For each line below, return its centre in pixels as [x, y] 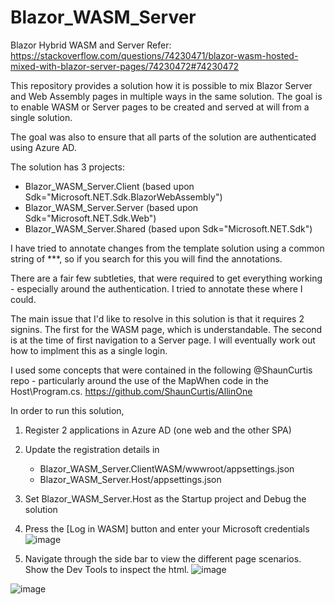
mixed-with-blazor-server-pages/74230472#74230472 [125, 66]
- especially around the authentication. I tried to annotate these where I [156, 288]
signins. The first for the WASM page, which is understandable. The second [166, 329]
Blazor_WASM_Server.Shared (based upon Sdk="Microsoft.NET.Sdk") [168, 228]
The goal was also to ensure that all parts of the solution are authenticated [163, 137]
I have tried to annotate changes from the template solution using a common [167, 248]
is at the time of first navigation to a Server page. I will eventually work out [163, 340]
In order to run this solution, [67, 410]
